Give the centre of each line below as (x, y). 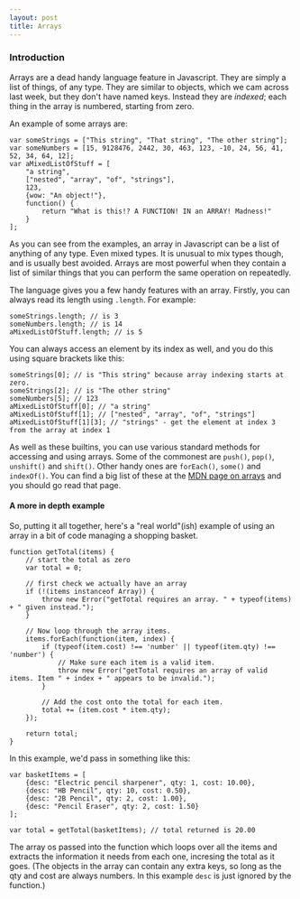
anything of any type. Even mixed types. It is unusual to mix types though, (146, 253)
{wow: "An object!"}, (66, 195)
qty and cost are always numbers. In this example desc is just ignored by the (150, 876)
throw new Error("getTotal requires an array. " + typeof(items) (167, 599)
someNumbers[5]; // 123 (54, 398)
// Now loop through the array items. (98, 631)
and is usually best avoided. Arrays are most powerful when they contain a (148, 263)
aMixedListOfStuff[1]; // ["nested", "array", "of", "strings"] (132, 414)
